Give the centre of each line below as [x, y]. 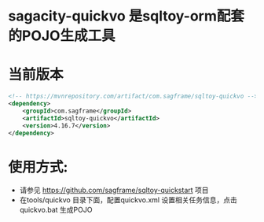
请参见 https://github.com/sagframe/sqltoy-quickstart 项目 [114, 191]
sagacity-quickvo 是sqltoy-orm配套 [126, 16]
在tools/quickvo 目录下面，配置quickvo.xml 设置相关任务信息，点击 [128, 200]
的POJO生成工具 [62, 36]
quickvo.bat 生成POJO [56, 210]
